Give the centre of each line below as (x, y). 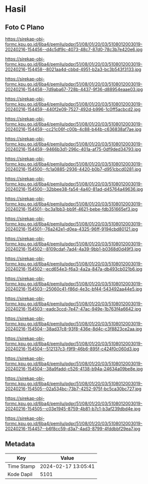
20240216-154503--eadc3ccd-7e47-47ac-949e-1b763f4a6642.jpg (73, 309)
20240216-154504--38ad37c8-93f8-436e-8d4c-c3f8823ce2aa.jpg (74, 329)
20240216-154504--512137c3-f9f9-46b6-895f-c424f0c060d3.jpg (72, 349)
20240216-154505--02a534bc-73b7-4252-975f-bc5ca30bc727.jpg (73, 389)
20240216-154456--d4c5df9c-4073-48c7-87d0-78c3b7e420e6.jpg (74, 49)
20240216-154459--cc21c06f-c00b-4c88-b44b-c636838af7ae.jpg (73, 129)
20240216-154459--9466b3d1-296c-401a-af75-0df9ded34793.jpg (73, 149)
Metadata (20, 444)
